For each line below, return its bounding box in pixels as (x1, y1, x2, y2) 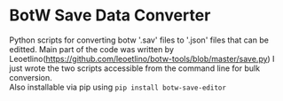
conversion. (9, 72, 52, 82)
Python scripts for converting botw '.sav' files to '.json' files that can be (9, 35, 269, 45)
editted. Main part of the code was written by (9, 43, 175, 54)
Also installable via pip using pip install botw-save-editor (9, 82, 226, 92)
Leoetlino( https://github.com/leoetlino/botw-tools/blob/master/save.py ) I (9, 53, 275, 64)
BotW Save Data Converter (9, 5, 211, 26)
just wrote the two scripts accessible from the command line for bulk (9, 63, 260, 74)
